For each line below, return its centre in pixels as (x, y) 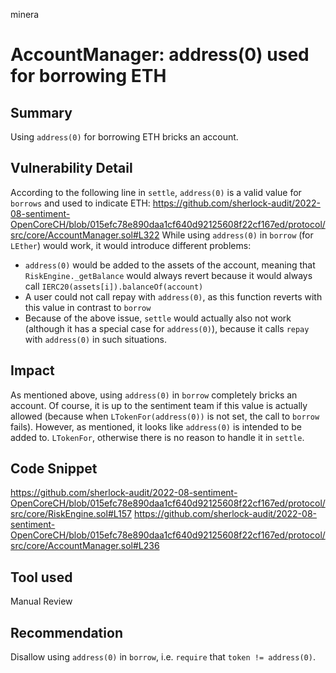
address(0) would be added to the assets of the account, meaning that (170, 265)
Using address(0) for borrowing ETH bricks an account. (124, 137)
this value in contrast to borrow (88, 307)
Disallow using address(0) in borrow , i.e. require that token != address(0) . (163, 657)
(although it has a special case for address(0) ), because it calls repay (167, 328)
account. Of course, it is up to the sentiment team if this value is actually (159, 405)
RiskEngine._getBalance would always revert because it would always (168, 275)
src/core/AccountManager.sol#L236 (85, 546)
